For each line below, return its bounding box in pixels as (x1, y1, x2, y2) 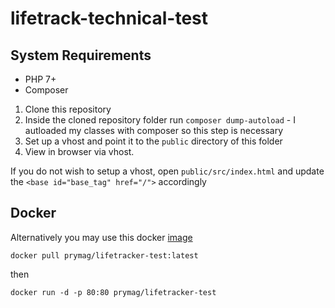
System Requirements (10, 47, 152, 64)
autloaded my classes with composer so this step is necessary (24, 125, 284, 136)
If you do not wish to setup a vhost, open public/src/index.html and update (10, 165, 325, 177)
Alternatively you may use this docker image (10, 231, 193, 243)
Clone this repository (24, 103, 112, 115)
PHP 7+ (24, 73, 57, 85)
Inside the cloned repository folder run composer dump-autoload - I (24, 114, 296, 126)
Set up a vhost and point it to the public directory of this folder (24, 135, 283, 147)
